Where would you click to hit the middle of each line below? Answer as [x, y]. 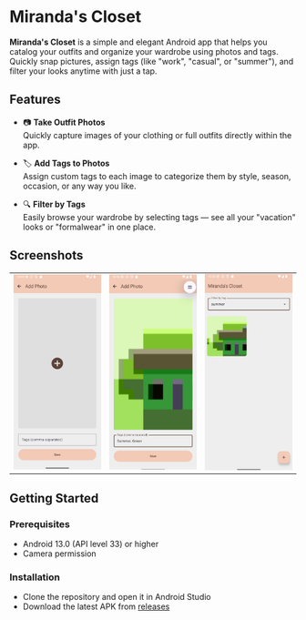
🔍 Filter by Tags [54, 204]
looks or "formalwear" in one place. [89, 227]
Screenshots [46, 255]
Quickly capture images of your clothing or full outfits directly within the [157, 135]
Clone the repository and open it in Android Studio [117, 597]
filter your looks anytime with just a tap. [83, 71]
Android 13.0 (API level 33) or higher [91, 544]
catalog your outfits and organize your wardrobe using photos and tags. [144, 51]
